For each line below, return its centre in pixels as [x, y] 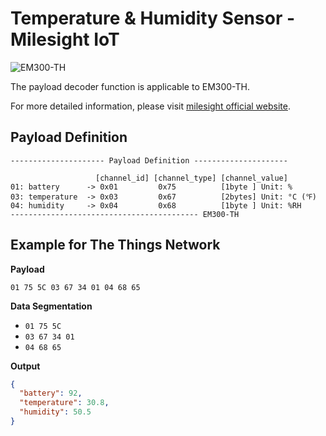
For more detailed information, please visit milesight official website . [150, 106]
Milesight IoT [65, 39]
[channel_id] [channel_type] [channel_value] [191, 178]
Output [25, 366]
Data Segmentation [51, 306]
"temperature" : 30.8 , [64, 403]
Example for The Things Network [115, 245]
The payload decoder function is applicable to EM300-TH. [130, 86]
